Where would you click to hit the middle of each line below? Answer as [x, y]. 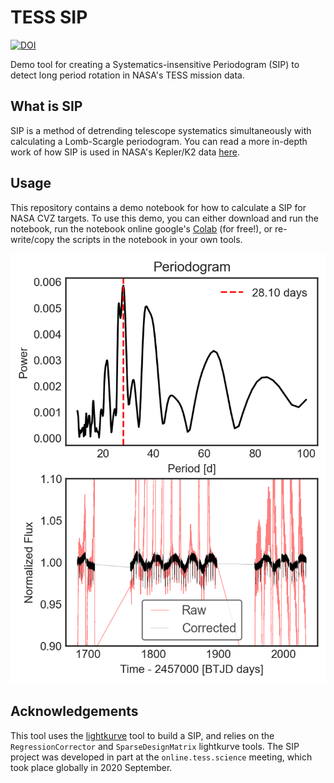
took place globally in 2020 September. [91, 767]
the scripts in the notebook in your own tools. [149, 239]
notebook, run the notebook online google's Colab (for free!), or [141, 228]
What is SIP [46, 106]
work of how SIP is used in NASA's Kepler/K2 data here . [125, 152]
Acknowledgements [74, 711]
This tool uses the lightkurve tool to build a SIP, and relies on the [142, 735]
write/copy [32, 239]
